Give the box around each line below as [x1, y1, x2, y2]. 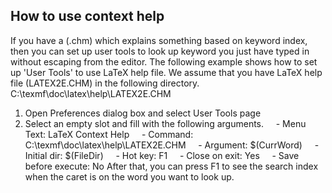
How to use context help [10, 8, 165, 25]
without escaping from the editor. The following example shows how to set [10, 55, 318, 68]
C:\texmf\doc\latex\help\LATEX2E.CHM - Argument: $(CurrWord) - [24, 139, 320, 151]
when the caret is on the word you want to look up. [24, 170, 235, 183]
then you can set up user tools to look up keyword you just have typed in [10, 45, 310, 57]
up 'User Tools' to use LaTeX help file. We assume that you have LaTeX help [10, 66, 323, 78]
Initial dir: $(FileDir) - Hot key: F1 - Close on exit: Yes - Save [24, 149, 300, 161]
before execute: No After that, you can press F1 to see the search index [24, 160, 319, 172]
